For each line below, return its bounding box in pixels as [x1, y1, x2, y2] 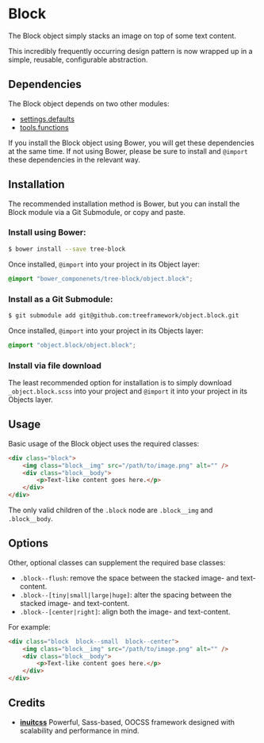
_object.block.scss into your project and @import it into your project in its [8, 386, 248, 396]
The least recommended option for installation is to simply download [8, 377, 232, 387]
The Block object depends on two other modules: [8, 98, 170, 108]
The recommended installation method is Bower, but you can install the [8, 199, 240, 209]
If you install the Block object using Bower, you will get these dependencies [8, 138, 255, 147]
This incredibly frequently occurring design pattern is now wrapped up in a [8, 46, 253, 56]
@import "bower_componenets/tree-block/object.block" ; [8, 274, 193, 282]
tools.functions [19, 122, 69, 132]
